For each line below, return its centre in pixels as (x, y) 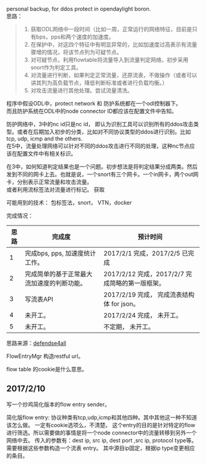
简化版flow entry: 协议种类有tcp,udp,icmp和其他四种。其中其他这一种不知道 (102, 417)
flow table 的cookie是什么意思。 (47, 369)
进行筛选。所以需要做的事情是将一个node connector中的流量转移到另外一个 (102, 433)
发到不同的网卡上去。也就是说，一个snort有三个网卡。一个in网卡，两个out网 (103, 174)
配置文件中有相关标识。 (47, 153)
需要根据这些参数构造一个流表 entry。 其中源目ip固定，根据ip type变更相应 (101, 448)
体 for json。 (121, 304)
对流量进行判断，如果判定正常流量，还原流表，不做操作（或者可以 (114, 75)
